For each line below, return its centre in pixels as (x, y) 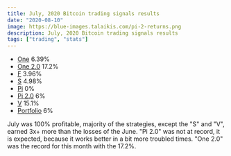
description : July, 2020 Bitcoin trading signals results (93, 33)
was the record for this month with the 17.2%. (72, 146)
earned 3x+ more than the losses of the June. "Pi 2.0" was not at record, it (114, 132)
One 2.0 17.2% (38, 67)
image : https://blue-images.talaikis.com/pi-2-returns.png (94, 26)
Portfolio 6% (35, 111)
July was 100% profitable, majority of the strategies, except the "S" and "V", (116, 124)
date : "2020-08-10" (35, 20)
